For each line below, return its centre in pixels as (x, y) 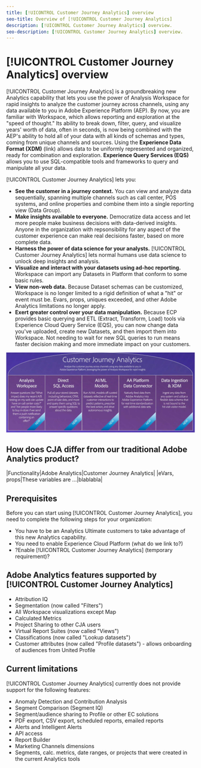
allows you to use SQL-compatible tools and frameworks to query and (92, 161)
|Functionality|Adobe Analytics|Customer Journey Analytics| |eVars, (90, 473)
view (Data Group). (38, 211)
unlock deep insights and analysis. (57, 262)
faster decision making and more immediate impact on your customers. (103, 344)
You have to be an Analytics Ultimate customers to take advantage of (100, 530)
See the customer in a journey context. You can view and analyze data (103, 191)
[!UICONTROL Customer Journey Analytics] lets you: (71, 179)
